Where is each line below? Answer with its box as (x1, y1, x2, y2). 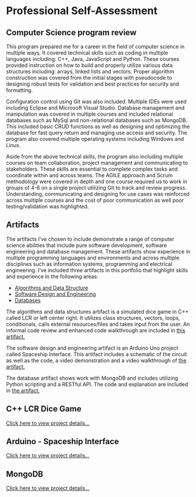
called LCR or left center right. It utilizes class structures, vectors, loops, (6, 314, 180, 321)
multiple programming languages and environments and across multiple (6, 254, 180, 261)
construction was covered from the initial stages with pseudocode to (6, 75, 172, 81)
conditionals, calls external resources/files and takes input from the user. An (6, 320, 190, 327)
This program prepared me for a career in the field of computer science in (6, 43, 185, 50)
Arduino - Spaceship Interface (6, 437, 119, 447)
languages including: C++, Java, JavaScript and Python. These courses (6, 56, 180, 62)
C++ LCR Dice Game (6, 404, 82, 414)
